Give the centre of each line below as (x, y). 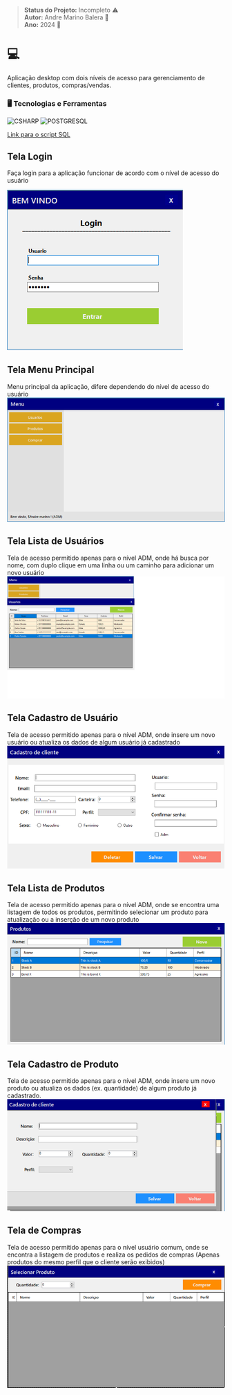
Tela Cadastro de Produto (63, 1064)
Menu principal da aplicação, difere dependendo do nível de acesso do (108, 386)
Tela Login (30, 156)
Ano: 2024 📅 (42, 25)
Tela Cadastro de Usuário (63, 718)
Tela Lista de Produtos (56, 888)
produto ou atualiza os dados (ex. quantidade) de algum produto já (102, 1088)
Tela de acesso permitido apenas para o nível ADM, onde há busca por (108, 558)
